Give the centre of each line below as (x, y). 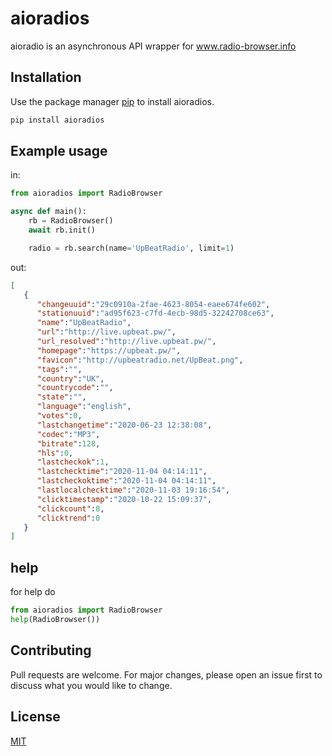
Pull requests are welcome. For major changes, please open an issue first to (166, 674)
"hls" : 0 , (55, 453)
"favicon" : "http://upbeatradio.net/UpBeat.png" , (140, 360)
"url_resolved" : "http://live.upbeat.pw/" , (126, 342)
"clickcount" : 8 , (70, 508)
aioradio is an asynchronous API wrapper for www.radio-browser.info (153, 46)
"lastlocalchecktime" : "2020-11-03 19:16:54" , (133, 490)
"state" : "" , (61, 397)
